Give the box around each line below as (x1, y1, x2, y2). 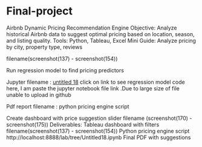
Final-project (6, 4, 73, 18)
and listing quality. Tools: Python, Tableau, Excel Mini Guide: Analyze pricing (6, 37, 197, 44)
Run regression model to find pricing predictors (6, 66, 124, 73)
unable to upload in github (6, 91, 71, 98)
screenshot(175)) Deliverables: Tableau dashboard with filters (6, 120, 160, 128)
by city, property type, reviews (6, 43, 83, 51)
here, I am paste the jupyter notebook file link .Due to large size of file (6, 84, 180, 92)
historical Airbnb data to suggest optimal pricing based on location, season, (6, 30, 195, 37)
